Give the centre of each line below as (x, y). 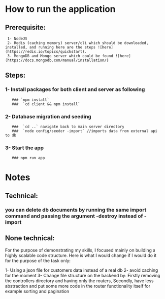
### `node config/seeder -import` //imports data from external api (84, 131)
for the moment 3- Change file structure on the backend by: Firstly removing (83, 275)
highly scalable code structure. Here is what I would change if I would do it (81, 255)
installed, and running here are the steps (50, 47)
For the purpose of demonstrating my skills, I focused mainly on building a (80, 250)
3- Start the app (25, 148)
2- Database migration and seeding (48, 116)
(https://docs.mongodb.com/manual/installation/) (57, 60)
